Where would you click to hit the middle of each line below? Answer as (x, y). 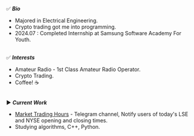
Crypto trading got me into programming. (65, 27)
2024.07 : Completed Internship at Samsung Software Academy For (98, 33)
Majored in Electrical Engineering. (56, 21)
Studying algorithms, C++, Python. (57, 127)
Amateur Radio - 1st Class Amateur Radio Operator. (78, 69)
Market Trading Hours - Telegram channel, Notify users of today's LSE (101, 114)
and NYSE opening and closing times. (61, 120)
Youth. (23, 39)
